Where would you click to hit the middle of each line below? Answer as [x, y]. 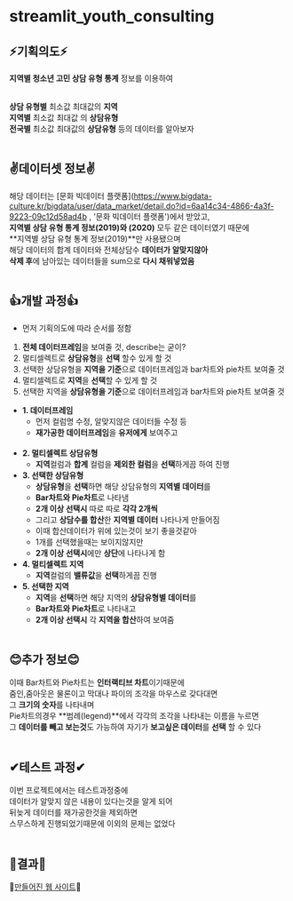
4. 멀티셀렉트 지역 [53, 564]
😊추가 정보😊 [44, 660]
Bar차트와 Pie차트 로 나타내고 [85, 608]
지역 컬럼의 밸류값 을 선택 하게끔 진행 [96, 575]
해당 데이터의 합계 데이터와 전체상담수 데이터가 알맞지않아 [109, 250]
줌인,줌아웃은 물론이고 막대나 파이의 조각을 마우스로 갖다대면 [114, 694]
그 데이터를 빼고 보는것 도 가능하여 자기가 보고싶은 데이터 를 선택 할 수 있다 [135, 727]
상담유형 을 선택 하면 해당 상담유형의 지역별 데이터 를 [123, 486]
